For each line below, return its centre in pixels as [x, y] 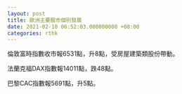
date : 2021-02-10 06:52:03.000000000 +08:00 [73, 26]
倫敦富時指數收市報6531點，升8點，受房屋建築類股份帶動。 [93, 54]
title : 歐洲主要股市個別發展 [45, 20]
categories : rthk [33, 33]
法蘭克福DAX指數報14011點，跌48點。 [62, 69]
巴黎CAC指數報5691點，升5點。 [53, 84]
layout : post [26, 14]
